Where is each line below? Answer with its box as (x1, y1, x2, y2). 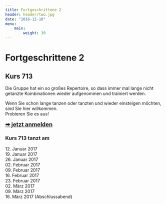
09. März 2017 (5, 188, 35, 194)
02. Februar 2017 (5, 162, 40, 168)
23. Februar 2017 (5, 178, 40, 184)
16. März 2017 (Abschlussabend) (5, 193, 72, 200)
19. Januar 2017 (5, 151, 37, 157)
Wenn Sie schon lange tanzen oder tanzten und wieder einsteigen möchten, (5, 100, 161, 106)
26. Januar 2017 (5, 156, 38, 162)
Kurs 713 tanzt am (5, 134, 50, 141)
